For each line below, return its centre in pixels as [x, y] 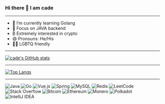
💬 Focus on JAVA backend [39, 28]
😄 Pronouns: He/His [33, 39]
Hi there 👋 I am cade [29, 8]
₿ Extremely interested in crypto [45, 33]
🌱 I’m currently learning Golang [43, 23]
